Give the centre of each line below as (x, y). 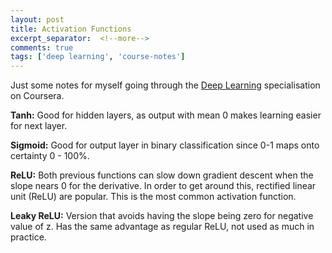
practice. (28, 237)
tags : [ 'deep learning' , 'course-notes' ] (98, 57)
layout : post (37, 19)
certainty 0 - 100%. (50, 156)
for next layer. (39, 126)
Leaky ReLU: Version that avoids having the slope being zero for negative (162, 216)
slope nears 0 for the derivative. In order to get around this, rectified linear (163, 186)
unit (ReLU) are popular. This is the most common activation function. (153, 197)
